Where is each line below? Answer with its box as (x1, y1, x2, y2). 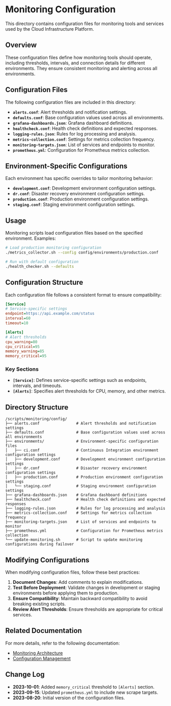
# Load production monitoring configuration (5, 245, 102, 250)
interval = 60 (5, 316, 31, 321)
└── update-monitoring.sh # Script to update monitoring (5, 537, 143, 542)
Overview (5, 41, 37, 50)
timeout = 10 (5, 321, 29, 326)
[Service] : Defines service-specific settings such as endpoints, (12, 377, 147, 383)
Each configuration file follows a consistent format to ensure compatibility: (5, 291, 162, 298)
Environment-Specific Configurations (5, 162, 128, 170)
